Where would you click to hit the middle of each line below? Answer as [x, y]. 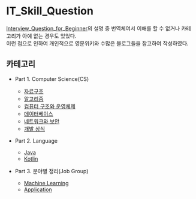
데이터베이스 [38, 114]
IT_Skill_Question [50, 11]
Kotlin [31, 159]
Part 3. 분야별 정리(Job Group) [52, 171]
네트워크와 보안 [42, 121]
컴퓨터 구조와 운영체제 [50, 106]
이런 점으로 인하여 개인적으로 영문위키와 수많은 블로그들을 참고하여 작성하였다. [97, 43]
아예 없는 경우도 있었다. [49, 36]
